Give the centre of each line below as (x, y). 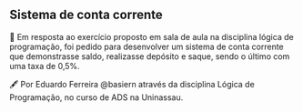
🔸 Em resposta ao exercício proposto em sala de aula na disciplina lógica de (151, 36)
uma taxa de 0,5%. (45, 66)
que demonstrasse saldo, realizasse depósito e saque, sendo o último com (150, 56)
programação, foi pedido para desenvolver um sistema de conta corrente (146, 46)
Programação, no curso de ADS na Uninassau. (96, 97)
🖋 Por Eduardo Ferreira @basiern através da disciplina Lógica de (132, 84)
